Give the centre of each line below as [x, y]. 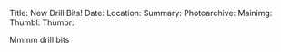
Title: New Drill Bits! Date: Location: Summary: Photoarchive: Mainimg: [141, 13]
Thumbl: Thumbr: [42, 22]
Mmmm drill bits [40, 40]
